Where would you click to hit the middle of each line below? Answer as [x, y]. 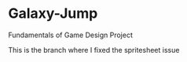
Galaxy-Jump [53, 14]
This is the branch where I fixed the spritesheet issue [94, 50]
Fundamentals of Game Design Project [71, 35]
